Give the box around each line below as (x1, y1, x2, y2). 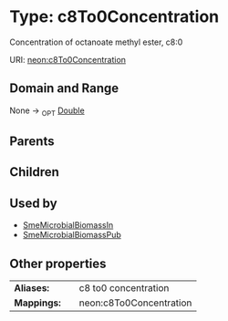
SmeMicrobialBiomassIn (22, 220, 114, 231)
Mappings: (14, 296, 62, 309)
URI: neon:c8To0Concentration (9, 54, 126, 65)
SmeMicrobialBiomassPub (22, 230, 121, 241)
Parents (9, 133, 55, 149)
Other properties (9, 255, 107, 271)
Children (9, 164, 59, 180)
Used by (9, 195, 57, 211)
